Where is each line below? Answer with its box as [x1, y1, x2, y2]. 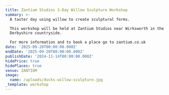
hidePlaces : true [5, 63, 42, 68]
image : [5, 73, 19, 78]
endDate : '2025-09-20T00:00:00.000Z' [5, 49, 85, 54]
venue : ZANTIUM [5, 68, 37, 73]
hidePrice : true [5, 59, 39, 64]
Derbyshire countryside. [10, 31, 62, 36]
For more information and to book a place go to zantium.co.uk [10, 40, 146, 45]
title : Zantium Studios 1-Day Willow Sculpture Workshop [5, 7, 128, 13]
